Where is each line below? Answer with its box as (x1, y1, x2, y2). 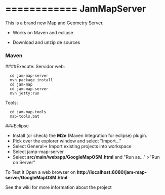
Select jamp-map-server (12, 149, 64, 155)
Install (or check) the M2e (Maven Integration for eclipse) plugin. (12, 132, 148, 139)
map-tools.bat (10, 114, 39, 119)
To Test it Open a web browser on (5, 169, 76, 175)
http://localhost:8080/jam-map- (76, 169, 147, 175)
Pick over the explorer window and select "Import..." (12, 138, 121, 144)
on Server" (12, 160, 35, 166)
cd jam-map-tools (10, 110, 47, 115)
